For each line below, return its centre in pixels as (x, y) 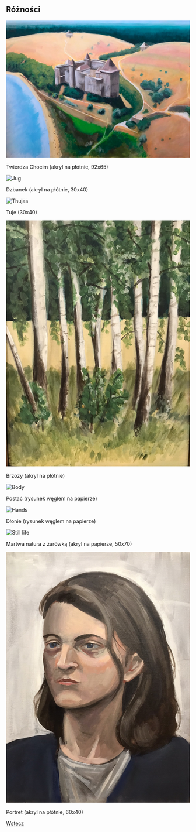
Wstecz (15, 823)
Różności (23, 10)
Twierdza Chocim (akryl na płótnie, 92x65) (57, 167)
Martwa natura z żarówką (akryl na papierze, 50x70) (69, 544)
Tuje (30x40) (22, 213)
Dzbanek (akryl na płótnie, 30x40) (47, 190)
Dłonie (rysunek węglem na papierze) (51, 521)
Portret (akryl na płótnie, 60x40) (45, 812)
